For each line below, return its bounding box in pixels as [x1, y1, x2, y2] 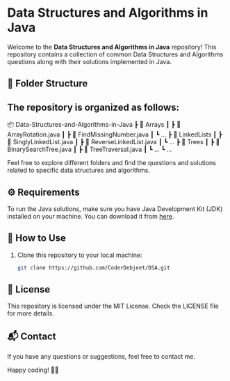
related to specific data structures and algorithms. [7, 166, 151, 175]
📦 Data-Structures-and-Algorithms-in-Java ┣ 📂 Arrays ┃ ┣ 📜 [7, 120, 181, 129]
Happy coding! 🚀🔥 [7, 366, 59, 374]
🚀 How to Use [7, 232, 66, 244]
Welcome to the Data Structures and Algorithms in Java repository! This [7, 42, 217, 51]
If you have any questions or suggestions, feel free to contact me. [7, 352, 196, 361]
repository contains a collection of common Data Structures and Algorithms [7, 50, 224, 59]
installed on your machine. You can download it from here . [7, 212, 174, 220]
